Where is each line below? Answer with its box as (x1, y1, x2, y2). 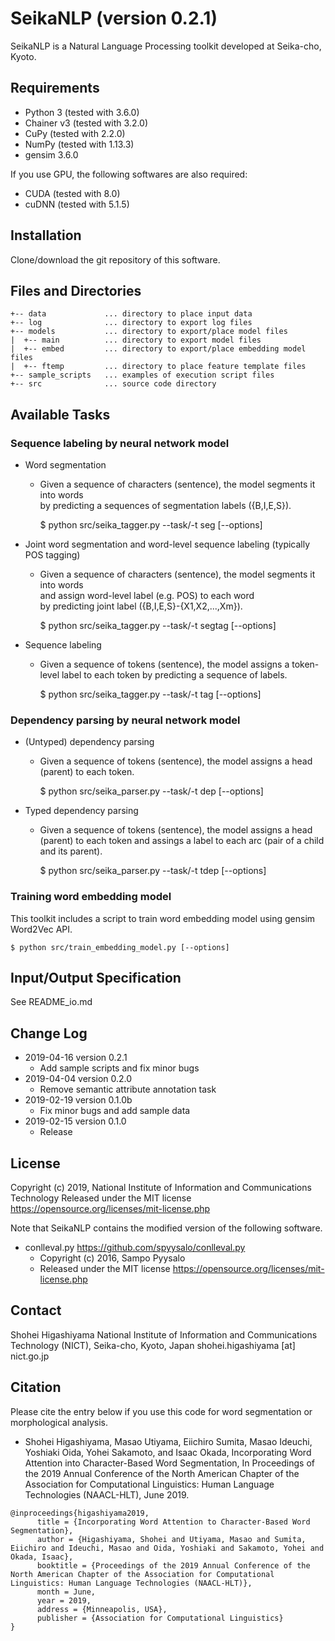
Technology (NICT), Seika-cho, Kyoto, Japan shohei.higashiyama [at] (10, 1339, 296, 1351)
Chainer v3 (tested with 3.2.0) (24, 117, 149, 129)
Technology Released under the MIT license (10, 1192, 192, 1204)
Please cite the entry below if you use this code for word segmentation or (10, 1405, 313, 1417)
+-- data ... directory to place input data (10, 309, 253, 319)
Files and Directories (10, 282, 142, 299)
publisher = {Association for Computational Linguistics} (36, 1613, 284, 1623)
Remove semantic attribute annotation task (39, 1083, 217, 1096)
